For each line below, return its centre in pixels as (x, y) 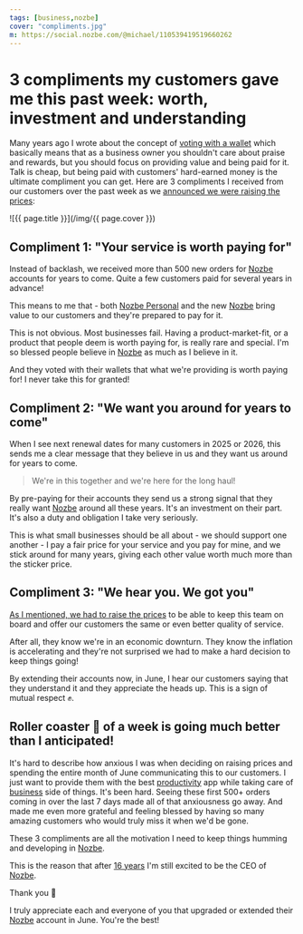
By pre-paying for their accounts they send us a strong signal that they (141, 498)
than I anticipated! (62, 741)
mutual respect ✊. (42, 697)
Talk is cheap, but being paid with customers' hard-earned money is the (143, 172)
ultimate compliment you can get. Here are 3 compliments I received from (147, 181)
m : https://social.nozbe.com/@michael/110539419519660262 (121, 34)
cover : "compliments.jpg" (58, 26)
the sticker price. (41, 564)
